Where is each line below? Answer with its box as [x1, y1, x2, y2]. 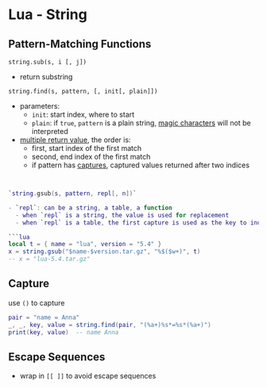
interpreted [31, 127, 69, 136]
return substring [19, 72, 73, 81]
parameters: [19, 102, 60, 110]
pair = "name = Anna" [8, 313, 80, 321]
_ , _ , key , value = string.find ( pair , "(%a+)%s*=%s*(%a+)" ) [8, 321, 212, 328]
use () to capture [8, 298, 65, 307]
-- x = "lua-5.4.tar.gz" [8, 255, 91, 263]
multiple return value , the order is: [19, 135, 131, 144]
